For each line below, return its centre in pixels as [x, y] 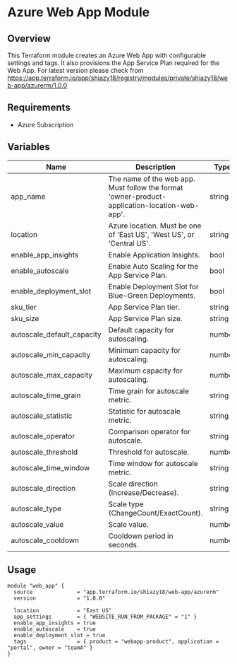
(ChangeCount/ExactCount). [156, 513]
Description [156, 167]
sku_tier [24, 307]
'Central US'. [129, 243]
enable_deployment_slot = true [60, 636]
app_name [28, 197]
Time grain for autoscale [148, 391]
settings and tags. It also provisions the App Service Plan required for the [114, 63]
